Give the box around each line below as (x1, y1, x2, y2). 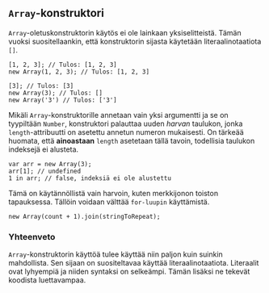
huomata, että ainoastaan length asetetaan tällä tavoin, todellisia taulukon (8, 136, 255, 145)
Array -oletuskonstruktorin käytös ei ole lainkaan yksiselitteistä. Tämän (8, 27, 242, 37)
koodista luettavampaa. (8, 275, 86, 285)
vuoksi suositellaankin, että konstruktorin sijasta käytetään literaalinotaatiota (8, 36, 262, 46)
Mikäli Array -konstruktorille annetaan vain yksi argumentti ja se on (8, 110, 229, 119)
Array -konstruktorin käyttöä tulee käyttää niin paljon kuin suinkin (8, 249, 224, 259)
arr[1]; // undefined (8, 167, 82, 175)
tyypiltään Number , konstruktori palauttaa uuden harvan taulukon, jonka (8, 119, 243, 128)
